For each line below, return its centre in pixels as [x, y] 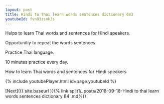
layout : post [19, 10]
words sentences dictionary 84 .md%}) [46, 96]
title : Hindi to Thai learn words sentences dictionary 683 [69, 14]
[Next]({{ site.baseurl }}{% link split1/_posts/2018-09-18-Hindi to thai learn [82, 91]
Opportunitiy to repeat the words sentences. [51, 43]
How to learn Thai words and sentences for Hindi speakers [66, 72]
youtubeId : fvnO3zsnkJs [30, 19]
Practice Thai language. [30, 52]
